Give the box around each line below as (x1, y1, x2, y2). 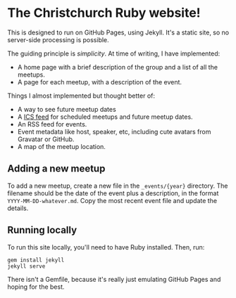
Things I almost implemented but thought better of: (7, 91, 156, 100)
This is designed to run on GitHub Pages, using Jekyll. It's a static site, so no (7, 28, 230, 37)
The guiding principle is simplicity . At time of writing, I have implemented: (7, 49, 221, 58)
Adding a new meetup (7, 163, 106, 175)
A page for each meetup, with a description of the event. (17, 77, 182, 86)
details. (7, 204, 29, 212)
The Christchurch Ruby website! (7, 5, 201, 21)
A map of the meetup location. (17, 142, 106, 150)
